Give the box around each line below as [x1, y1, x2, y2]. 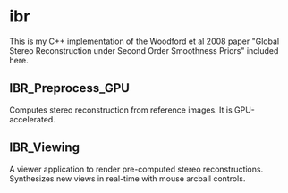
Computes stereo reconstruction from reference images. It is [9, 105, 233, 115]
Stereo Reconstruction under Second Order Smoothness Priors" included [9, 45, 279, 55]
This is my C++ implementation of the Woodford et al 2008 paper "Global [9, 36, 280, 46]
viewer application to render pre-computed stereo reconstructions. [16, 164, 264, 174]
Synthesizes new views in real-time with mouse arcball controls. [9, 172, 246, 184]
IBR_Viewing [9, 140, 80, 155]
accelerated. [9, 113, 55, 124]
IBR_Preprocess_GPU [9, 80, 130, 96]
